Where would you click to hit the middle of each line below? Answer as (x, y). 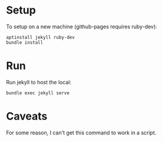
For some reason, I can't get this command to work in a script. (81, 133)
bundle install (25, 42)
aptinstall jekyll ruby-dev (41, 37)
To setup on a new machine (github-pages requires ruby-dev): (82, 27)
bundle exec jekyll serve (38, 93)
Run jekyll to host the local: (39, 82)
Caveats (27, 116)
